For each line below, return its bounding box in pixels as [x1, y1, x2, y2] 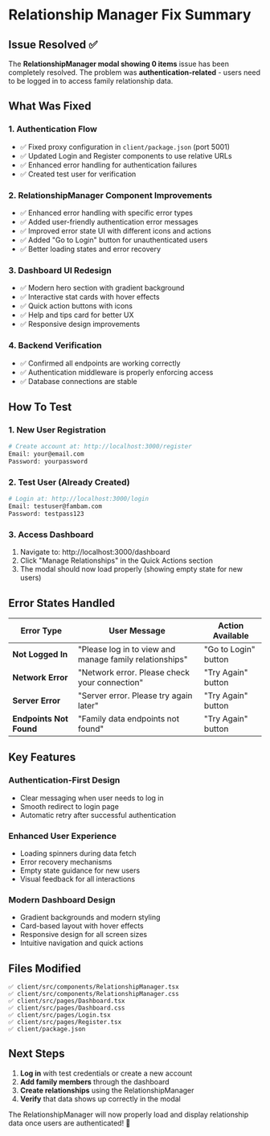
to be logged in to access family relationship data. [8, 76, 174, 85]
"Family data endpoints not [77, 713, 179, 724]
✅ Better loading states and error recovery [19, 244, 162, 254]
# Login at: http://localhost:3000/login [8, 495, 149, 503]
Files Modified [8, 961, 82, 975]
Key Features [8, 750, 76, 764]
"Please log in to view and [77, 643, 176, 655]
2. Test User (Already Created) [8, 477, 130, 488]
